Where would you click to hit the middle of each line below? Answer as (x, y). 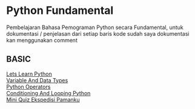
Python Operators (28, 87)
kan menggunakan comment (42, 40)
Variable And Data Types (37, 80)
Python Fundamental (60, 11)
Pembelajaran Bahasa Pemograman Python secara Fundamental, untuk (95, 27)
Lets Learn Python (29, 74)
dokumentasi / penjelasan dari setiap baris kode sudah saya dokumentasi (98, 33)
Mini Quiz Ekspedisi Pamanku (43, 99)
